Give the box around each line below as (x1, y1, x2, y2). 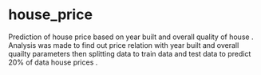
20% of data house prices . (8, 57, 98, 67)
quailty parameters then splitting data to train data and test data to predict (8, 49, 251, 58)
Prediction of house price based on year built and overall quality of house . (8, 32, 254, 41)
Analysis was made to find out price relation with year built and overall (8, 40, 239, 49)
